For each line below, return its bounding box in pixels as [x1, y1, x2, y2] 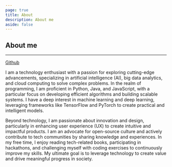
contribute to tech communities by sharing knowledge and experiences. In [5, 134, 162, 140]
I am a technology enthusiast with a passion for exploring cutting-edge [5, 69, 155, 76]
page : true [5, 7, 29, 13]
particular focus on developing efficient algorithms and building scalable [5, 91, 158, 98]
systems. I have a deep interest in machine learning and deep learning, [5, 97, 155, 103]
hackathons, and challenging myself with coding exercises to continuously [5, 145, 163, 151]
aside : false [5, 22, 33, 27]
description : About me [5, 17, 54, 22]
